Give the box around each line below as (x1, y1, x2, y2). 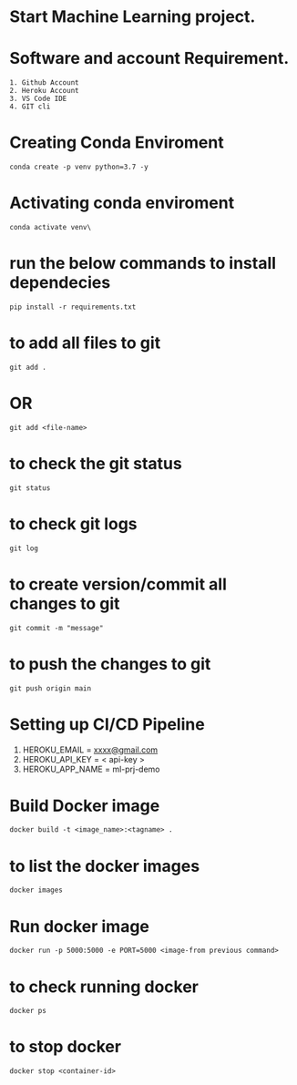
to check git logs (9, 513, 138, 534)
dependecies (9, 272, 111, 293)
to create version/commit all (9, 574, 228, 594)
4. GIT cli (9, 102, 51, 111)
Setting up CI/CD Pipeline (9, 713, 205, 734)
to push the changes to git (9, 653, 211, 674)
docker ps (9, 1007, 47, 1016)
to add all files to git (9, 333, 161, 353)
